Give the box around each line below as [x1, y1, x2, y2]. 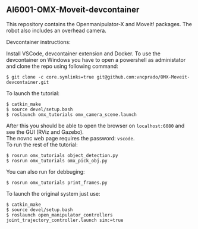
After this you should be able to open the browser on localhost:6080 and [6, 122, 185, 129]
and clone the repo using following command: [6, 62, 119, 70]
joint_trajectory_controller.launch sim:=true [6, 217, 124, 223]
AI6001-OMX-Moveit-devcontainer [6, 5, 140, 15]
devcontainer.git [6, 79, 49, 85]
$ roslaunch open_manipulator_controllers [6, 212, 113, 218]
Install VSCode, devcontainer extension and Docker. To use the [6, 50, 161, 57]
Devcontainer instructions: [6, 38, 71, 45]
